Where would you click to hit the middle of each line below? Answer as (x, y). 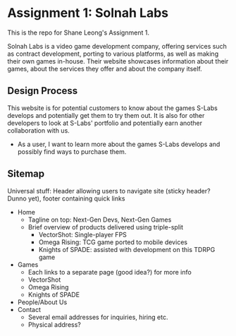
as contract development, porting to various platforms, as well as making (113, 54)
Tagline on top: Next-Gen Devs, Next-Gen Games (100, 220)
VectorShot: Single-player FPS (82, 234)
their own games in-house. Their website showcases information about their (118, 61)
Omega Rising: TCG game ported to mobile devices (113, 242)
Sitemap (26, 174)
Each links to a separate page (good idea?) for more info (110, 272)
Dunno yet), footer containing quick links (66, 198)
